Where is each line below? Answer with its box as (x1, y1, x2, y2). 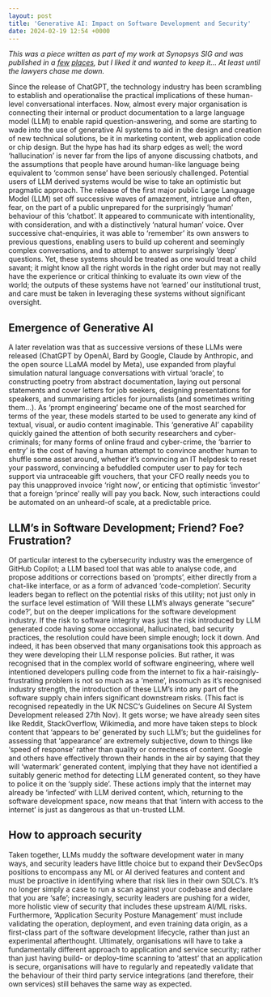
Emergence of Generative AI (8, 321, 154, 335)
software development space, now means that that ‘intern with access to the (8, 796, 264, 806)
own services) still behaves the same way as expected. (8, 978, 193, 989)
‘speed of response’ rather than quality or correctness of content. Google (8, 745, 253, 754)
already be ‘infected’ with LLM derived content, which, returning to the (8, 788, 243, 797)
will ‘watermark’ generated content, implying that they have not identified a (8, 762, 258, 771)
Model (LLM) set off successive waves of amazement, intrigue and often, (8, 194, 252, 203)
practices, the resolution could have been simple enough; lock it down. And (8, 633, 260, 642)
